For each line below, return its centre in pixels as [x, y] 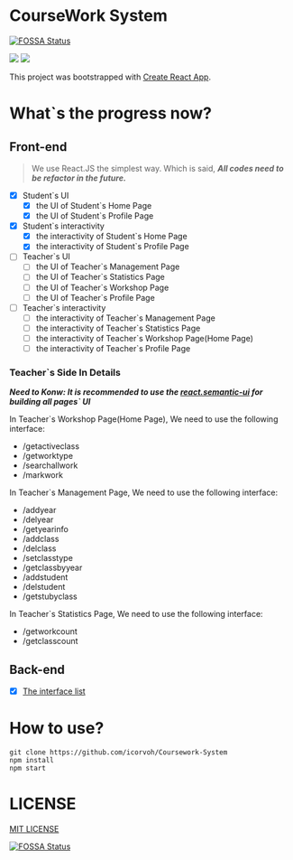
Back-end [37, 669]
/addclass [41, 539]
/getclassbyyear [52, 568]
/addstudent [45, 577]
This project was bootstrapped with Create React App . [110, 77]
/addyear [39, 510]
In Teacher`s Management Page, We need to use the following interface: [144, 492]
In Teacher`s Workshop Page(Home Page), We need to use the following [144, 419]
